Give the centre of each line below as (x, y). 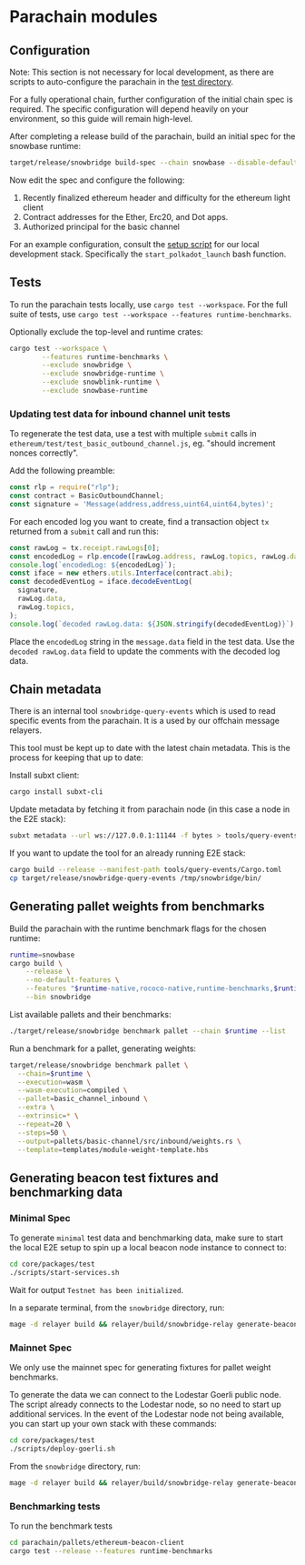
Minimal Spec (40, 1218)
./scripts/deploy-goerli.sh (63, 1449)
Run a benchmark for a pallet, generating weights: (103, 1048)
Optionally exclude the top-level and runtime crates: (107, 331)
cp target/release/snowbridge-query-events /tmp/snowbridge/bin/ (135, 878)
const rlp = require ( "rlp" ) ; (64, 487)
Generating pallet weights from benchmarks (137, 907)
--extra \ (36, 1108)
